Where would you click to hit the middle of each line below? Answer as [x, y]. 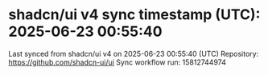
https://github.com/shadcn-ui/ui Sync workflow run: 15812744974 [118, 62]
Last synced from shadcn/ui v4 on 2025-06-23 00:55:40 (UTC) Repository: [134, 53]
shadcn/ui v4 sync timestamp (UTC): [134, 15]
